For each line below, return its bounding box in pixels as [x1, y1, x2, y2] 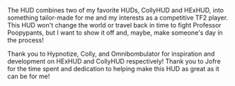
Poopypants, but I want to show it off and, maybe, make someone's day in [7, 28, 223, 37]
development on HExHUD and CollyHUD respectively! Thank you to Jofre [7, 57, 221, 66]
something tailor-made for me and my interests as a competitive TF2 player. [7, 13, 229, 22]
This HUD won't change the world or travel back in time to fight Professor [7, 21, 222, 29]
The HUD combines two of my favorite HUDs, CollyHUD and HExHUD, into [7, 6, 224, 14]
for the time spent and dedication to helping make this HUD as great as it [7, 65, 219, 73]
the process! [7, 36, 44, 44]
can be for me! [7, 72, 50, 80]
